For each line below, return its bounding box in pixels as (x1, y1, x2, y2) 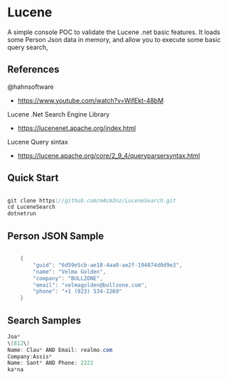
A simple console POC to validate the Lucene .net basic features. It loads (7, 28, 221, 36)
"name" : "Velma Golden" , (33, 268, 107, 275)
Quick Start (7, 172, 59, 184)
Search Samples (7, 314, 82, 326)
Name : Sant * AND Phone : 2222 (7, 360, 94, 367)
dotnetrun (7, 210, 37, 218)
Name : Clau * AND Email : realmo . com (7, 346, 113, 353)
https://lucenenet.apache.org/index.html (17, 124, 136, 132)
